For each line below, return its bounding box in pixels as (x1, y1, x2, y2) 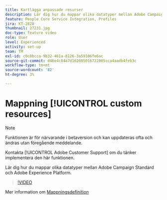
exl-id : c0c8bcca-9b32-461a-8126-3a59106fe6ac (5, 53, 103, 59)
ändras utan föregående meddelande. (5, 140, 83, 146)
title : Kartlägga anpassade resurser (5, 7, 83, 12)
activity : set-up (5, 44, 41, 49)
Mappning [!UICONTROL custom (5, 98, 142, 109)
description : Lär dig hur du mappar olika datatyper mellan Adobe (5, 12, 146, 17)
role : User (5, 35, 28, 40)
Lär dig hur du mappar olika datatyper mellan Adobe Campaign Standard (5, 164, 154, 170)
